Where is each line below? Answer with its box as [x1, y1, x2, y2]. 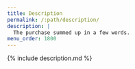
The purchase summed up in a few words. [13, 29, 130, 36]
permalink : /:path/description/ [7, 16, 99, 23]
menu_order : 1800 [7, 36, 57, 42]
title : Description [7, 10, 63, 17]
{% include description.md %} [7, 54, 93, 62]
